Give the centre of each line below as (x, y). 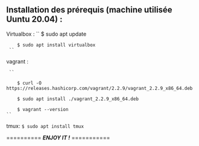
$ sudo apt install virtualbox (56, 45)
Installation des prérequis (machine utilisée (90, 10)
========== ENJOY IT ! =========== (58, 138)
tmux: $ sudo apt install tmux (45, 125)
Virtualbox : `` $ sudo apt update (46, 34)
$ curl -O (30, 83)
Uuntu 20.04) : (34, 20)
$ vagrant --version (43, 109)
